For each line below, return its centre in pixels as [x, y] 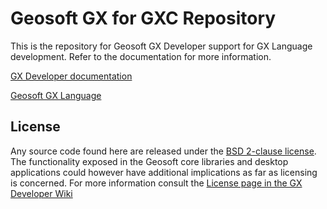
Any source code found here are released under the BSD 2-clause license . [163, 151]
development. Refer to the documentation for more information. [141, 56]
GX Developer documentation [71, 76]
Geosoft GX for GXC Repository [143, 18]
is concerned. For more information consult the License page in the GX [156, 183]
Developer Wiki [41, 193]
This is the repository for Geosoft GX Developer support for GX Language [161, 46]
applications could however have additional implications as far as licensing [164, 172]
